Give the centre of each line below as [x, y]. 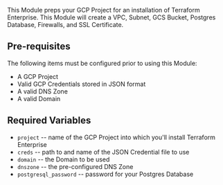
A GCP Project [38, 76]
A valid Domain [39, 98]
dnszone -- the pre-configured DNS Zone [75, 166]
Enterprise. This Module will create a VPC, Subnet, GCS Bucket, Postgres [111, 17]
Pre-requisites [39, 47]
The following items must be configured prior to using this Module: [102, 63]
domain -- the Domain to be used [63, 159]
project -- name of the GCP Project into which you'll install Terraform [116, 137]
